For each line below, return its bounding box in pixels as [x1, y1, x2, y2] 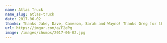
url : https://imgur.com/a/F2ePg [5, 26, 72, 31]
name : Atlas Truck [5, 7, 43, 12]
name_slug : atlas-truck [5, 12, 55, 17]
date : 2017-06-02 [5, 16, 41, 21]
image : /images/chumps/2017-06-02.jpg [5, 30, 85, 35]
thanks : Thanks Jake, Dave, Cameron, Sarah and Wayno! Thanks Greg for [5, 21, 157, 26]
